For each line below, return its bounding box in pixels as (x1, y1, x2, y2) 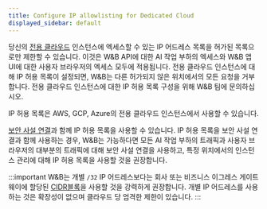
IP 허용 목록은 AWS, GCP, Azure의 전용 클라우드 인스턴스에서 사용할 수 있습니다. (8, 108, 259, 118)
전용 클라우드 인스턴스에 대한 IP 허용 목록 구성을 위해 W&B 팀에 (31, 81, 228, 91)
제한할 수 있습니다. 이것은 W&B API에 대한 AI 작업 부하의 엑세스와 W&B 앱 (22, 52, 253, 61)
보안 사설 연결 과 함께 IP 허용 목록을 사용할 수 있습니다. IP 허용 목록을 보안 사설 (8, 125, 249, 135)
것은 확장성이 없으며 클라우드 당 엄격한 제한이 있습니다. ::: (22, 192, 202, 201)
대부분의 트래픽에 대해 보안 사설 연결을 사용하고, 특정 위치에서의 (35, 145, 234, 155)
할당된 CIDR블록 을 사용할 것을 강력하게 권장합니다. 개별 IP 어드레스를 (29, 182, 244, 192)
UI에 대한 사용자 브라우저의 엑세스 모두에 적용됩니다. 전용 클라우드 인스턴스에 (8, 61, 247, 72)
